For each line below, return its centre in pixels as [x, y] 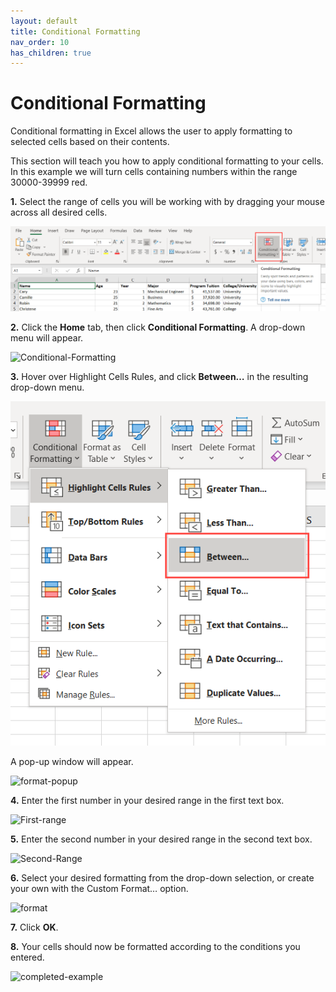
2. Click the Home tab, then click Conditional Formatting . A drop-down [158, 327]
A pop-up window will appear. [72, 761]
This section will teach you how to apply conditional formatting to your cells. [167, 161]
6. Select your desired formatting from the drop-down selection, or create [162, 877]
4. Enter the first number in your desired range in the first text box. [147, 800]
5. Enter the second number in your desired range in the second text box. [161, 839]
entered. [27, 957]
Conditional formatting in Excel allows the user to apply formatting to [151, 131]
